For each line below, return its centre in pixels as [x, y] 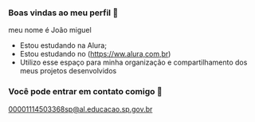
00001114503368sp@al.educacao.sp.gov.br [80, 109]
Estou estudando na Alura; [63, 45]
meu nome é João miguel [50, 30]
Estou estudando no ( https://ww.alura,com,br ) [95, 54]
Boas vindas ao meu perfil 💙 [63, 13]
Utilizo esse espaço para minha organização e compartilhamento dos [133, 62]
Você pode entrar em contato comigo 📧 [85, 92]
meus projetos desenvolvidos [68, 71]
